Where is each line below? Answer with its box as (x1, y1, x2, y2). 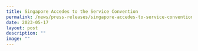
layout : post (6, 25, 38, 31)
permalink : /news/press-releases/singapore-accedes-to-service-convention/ (6, 14, 196, 20)
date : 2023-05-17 (6, 19, 49, 25)
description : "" (6, 30, 46, 36)
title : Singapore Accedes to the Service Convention (6, 8, 138, 15)
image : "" (6, 36, 31, 42)
